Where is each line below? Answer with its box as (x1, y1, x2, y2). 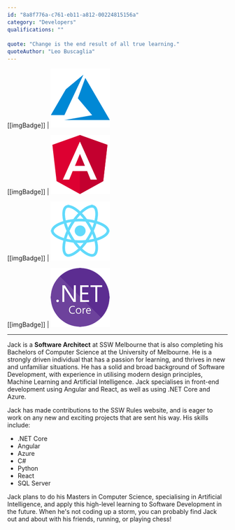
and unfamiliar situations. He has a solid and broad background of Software (7, 363, 225, 371)
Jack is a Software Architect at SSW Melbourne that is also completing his (7, 341, 224, 349)
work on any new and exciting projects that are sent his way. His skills (7, 413, 208, 422)
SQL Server (17, 479, 51, 487)
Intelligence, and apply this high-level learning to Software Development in (7, 500, 222, 508)
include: (7, 421, 31, 429)
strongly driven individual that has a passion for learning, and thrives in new (7, 355, 226, 364)
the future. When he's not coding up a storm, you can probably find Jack (7, 508, 218, 515)
